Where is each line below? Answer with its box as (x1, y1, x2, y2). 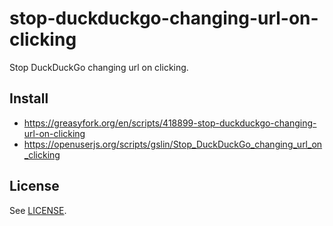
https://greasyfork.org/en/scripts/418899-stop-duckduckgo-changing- (23, 117, 317, 129)
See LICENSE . (9, 204, 67, 216)
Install (9, 90, 49, 107)
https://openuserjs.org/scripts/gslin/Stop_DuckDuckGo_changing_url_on (23, 138, 323, 150)
